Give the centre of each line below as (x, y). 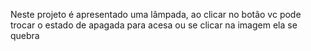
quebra (25, 35)
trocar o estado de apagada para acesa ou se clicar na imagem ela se (154, 25)
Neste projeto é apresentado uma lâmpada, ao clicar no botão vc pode (156, 14)
